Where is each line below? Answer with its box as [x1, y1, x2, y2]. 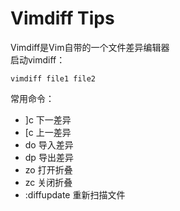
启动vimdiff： [10, 53, 66, 66]
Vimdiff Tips [10, 7, 115, 30]
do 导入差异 [24, 138, 74, 151]
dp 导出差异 [24, 151, 74, 163]
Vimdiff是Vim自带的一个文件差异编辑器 [10, 41, 170, 53]
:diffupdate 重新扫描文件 [24, 188, 126, 201]
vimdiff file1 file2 [10, 73, 97, 84]
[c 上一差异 [24, 126, 72, 138]
